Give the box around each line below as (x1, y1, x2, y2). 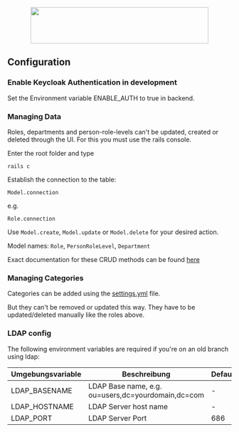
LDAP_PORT (11, 413, 53, 423)
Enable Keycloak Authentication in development (7, 78, 178, 88)
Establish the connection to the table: (7, 175, 117, 184)
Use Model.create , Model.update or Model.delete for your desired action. (7, 228, 219, 236)
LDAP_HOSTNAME (11, 401, 74, 411)
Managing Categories (7, 273, 84, 283)
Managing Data (7, 111, 62, 121)
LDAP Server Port (87, 413, 147, 423)
